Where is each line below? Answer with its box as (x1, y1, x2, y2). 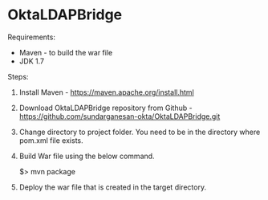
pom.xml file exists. (18, 135, 83, 145)
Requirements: (7, 32, 55, 42)
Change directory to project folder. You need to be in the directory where (18, 127, 261, 137)
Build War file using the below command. (18, 151, 155, 161)
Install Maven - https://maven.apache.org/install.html (18, 87, 194, 97)
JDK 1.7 (18, 56, 45, 66)
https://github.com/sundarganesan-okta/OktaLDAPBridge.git (18, 111, 221, 121)
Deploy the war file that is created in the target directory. (18, 182, 206, 192)
